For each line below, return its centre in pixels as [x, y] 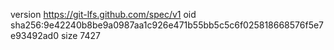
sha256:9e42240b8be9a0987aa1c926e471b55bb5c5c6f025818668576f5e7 [167, 25]
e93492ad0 [35, 35]
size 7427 [80, 35]
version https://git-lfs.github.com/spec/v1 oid [103, 14]
